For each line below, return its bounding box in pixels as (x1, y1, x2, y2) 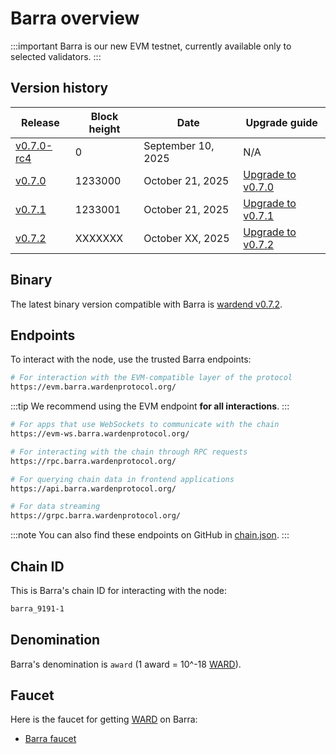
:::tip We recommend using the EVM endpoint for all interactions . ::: (10, 400, 290, 412)
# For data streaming (10, 502, 101, 512)
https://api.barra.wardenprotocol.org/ (10, 483, 177, 494)
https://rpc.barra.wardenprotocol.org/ (10, 456, 177, 466)
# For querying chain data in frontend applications (10, 474, 235, 484)
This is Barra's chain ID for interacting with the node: (10, 584, 228, 596)
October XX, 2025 (143, 231, 230, 245)
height (88, 122, 121, 136)
